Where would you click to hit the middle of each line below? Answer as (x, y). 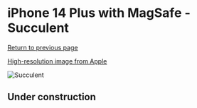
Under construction (52, 97)
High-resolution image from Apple (57, 61)
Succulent (38, 28)
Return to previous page (43, 47)
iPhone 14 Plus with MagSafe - (99, 13)
